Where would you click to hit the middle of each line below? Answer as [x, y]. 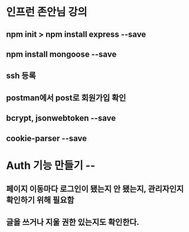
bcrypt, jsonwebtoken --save [61, 118]
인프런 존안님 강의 [47, 12]
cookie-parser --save [47, 138]
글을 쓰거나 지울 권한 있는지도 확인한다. [73, 222]
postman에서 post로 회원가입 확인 [66, 98]
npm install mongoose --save [61, 54]
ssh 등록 [21, 76]
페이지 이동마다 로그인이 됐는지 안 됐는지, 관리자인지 [95, 189]
